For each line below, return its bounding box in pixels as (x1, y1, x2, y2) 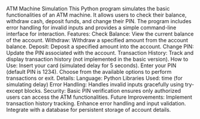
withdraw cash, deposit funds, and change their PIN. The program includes (6, 18, 192, 24)
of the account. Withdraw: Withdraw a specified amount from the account (6, 37, 189, 43)
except (6, 87, 23, 94)
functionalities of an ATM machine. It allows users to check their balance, (6, 11, 187, 18)
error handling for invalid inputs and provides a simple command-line (6, 24, 177, 31)
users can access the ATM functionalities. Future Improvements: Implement (6, 93, 193, 101)
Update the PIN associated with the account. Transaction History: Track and (6, 49, 193, 56)
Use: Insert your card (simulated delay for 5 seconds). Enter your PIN (6, 62, 177, 69)
